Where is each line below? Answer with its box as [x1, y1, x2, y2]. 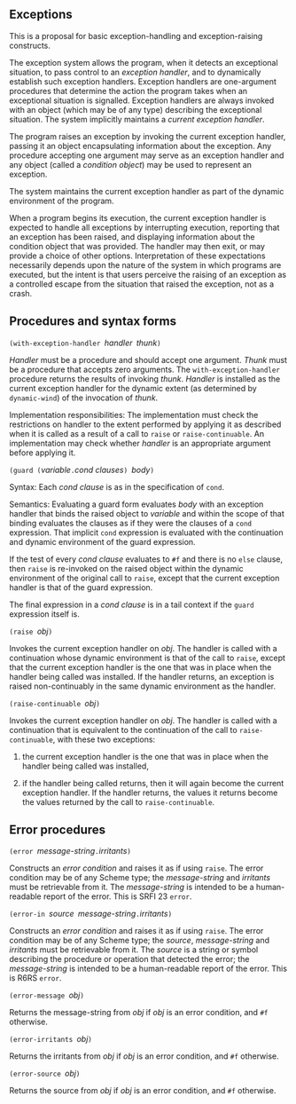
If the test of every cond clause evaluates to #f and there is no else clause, [9, 554, 284, 564]
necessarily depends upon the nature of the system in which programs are [9, 259, 282, 270]
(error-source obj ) [9, 1069, 81, 1079]
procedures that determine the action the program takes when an [9, 85, 248, 96]
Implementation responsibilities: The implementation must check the [9, 409, 259, 420]
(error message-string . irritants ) [9, 846, 131, 856]
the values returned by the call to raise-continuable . [21, 796, 215, 807]
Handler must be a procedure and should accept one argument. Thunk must [9, 354, 288, 365]
